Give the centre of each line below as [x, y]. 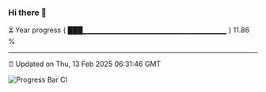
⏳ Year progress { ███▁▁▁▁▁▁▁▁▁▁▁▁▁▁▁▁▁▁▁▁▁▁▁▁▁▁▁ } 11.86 [129, 30]
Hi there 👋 [28, 13]
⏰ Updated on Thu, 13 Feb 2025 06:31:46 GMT [85, 64]
